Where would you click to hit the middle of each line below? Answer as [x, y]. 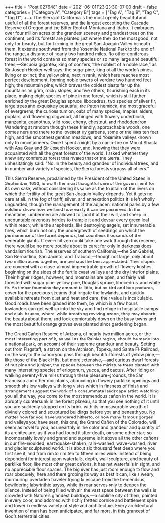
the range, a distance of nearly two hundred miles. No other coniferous [77, 54]
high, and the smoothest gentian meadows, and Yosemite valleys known [78, 137]
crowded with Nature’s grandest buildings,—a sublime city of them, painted [81, 495]
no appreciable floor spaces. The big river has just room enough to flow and [82, 469]
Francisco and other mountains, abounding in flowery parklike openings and [82, 380]
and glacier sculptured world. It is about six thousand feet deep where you [80, 448]
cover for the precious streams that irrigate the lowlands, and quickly [75, 293]
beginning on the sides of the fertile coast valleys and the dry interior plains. [82, 272]
